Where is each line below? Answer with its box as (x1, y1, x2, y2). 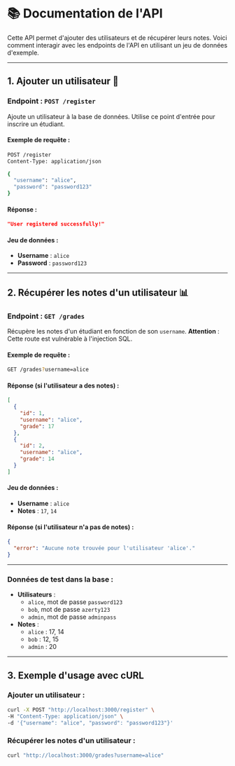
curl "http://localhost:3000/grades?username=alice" (7, 751, 164, 759)
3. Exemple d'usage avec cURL (7, 669, 145, 681)
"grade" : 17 (20, 423, 55, 430)
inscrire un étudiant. (7, 120, 65, 128)
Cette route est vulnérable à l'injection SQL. (7, 334, 133, 343)
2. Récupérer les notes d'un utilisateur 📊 (7, 287, 189, 299)
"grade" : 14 (20, 456, 55, 463)
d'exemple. (7, 48, 40, 57)
